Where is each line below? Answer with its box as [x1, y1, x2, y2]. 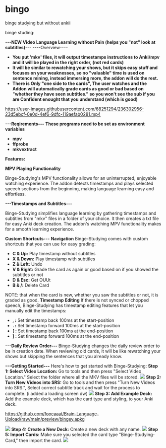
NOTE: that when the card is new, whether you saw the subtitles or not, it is [5, 292, 159, 298]
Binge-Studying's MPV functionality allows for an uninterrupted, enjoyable [5, 175, 157, 181]
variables [5, 126, 25, 132]
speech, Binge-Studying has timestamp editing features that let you [5, 302, 143, 308]
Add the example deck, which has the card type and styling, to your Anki [5, 396, 154, 402]
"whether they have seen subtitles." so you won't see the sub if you [12, 91, 155, 97]
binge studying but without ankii [5, 20, 71, 26]
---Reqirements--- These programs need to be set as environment [5, 121, 145, 127]
